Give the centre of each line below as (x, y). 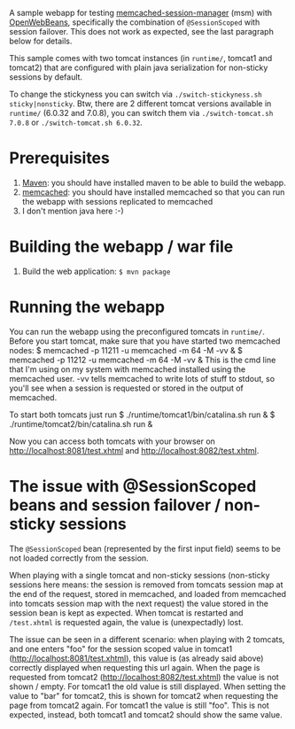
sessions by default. (46, 77)
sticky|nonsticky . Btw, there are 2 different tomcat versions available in (140, 104)
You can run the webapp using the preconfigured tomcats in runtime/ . (137, 331)
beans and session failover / (115, 505)
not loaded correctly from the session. (79, 558)
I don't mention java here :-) (73, 211)
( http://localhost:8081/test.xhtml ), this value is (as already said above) (136, 658)
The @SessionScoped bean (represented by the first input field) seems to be (145, 548)
